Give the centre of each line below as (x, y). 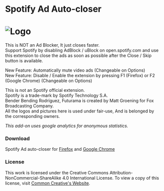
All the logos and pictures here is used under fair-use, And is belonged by (80, 111)
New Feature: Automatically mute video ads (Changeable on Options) (75, 70)
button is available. (24, 61)
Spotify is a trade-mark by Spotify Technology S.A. (56, 95)
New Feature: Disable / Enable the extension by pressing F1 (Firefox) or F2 (80, 76)
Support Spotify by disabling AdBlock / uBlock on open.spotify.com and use (82, 51)
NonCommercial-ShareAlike (33, 178)
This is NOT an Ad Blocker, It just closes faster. (52, 45)
